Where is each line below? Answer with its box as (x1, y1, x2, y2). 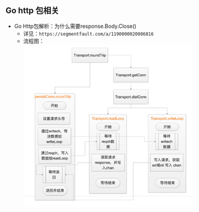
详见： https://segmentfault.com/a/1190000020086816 (23, 30, 154, 37)
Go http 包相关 (5, 5, 60, 16)
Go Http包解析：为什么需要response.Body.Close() (14, 23, 136, 30)
